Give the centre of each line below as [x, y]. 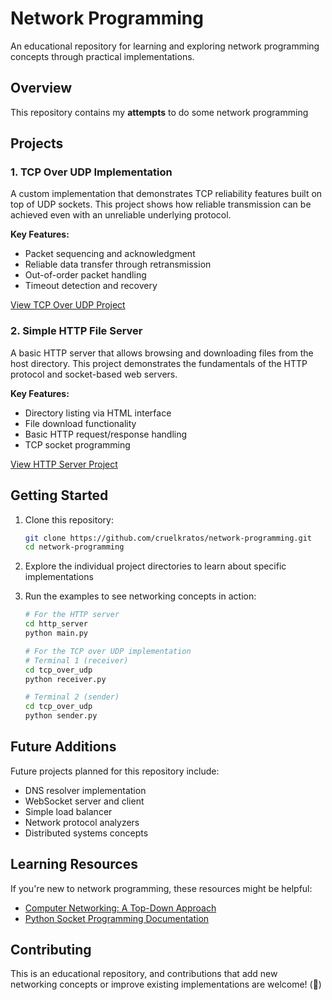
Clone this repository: [69, 519]
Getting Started [59, 495]
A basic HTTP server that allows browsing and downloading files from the [162, 353]
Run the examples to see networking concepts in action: [140, 596]
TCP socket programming [77, 444]
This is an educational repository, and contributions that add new [144, 974]
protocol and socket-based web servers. [94, 374]
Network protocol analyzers [82, 822]
